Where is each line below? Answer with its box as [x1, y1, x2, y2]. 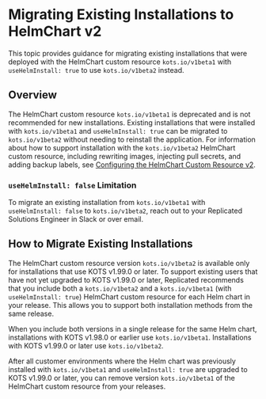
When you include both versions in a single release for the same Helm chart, [8, 324, 257, 333]
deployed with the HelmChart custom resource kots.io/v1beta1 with [8, 57, 232, 66]
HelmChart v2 [8, 22, 102, 40]
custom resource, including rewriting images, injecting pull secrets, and [8, 151, 241, 161]
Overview [8, 89, 58, 102]
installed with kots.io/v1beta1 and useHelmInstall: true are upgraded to [8, 364, 248, 374]
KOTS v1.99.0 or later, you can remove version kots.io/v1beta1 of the [8, 373, 235, 382]
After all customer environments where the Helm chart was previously [8, 356, 236, 366]
